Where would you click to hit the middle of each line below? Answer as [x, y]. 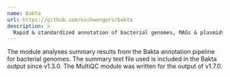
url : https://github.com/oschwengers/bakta [70, 20]
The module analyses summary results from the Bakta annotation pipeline [111, 52]
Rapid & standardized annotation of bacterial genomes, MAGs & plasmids [119, 32]
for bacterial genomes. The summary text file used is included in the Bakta [112, 59]
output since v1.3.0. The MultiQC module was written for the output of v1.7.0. [115, 66]
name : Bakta [24, 13]
